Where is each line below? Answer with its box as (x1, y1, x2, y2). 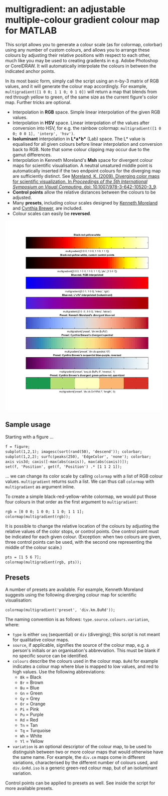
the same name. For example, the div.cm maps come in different (12, 754, 145, 760)
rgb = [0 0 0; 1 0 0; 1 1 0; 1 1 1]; (5, 509, 84, 514)
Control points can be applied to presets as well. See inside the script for (5, 780, 155, 786)
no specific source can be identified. (12, 653, 89, 659)
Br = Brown (20, 679, 44, 685)
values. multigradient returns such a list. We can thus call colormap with (5, 478, 154, 484)
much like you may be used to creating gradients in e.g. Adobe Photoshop (5, 57, 158, 63)
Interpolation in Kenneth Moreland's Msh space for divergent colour (12, 157, 153, 163)
